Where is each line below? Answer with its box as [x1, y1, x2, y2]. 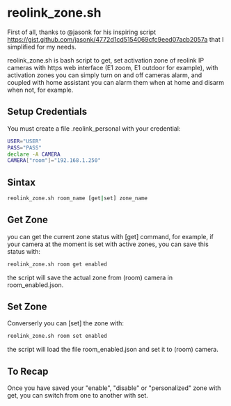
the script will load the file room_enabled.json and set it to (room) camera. [7, 346, 219, 354]
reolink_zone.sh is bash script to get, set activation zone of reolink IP [7, 56, 204, 64]
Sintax [7, 176, 36, 188]
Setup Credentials [7, 106, 88, 117]
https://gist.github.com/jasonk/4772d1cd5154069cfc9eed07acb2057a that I [7, 35, 224, 43]
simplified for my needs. [7, 42, 77, 51]
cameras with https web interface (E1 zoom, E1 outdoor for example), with [7, 63, 218, 72]
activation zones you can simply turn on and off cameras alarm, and [7, 71, 202, 79]
